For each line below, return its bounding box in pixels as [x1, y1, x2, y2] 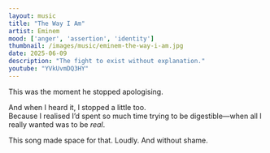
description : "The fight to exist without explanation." [8, 57, 206, 66]
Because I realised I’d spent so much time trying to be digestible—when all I [8, 111, 262, 121]
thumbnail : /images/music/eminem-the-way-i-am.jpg [8, 42, 184, 50]
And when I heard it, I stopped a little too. [8, 102, 146, 112]
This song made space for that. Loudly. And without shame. [8, 135, 209, 145]
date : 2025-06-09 [8, 49, 67, 57]
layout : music [8, 11, 57, 20]
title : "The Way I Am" [8, 19, 85, 28]
